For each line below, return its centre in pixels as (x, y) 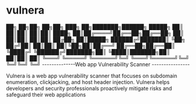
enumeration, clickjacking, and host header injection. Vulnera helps (88, 82)
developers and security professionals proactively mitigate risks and (89, 88)
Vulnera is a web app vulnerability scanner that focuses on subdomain (92, 76)
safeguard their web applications (46, 95)
